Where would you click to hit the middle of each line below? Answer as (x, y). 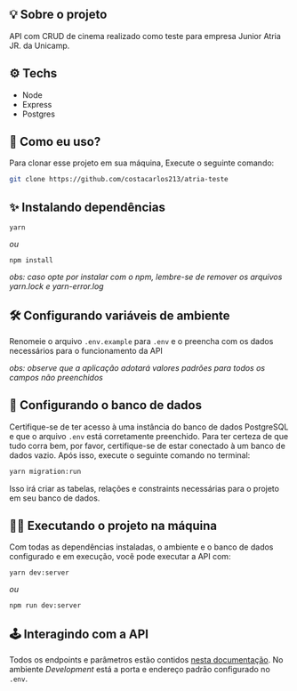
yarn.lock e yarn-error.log (56, 286)
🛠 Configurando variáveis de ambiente (120, 315)
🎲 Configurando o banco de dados (106, 405)
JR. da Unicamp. (40, 45)
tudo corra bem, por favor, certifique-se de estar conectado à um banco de (148, 446)
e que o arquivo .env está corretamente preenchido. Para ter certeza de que (149, 436)
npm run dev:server (45, 606)
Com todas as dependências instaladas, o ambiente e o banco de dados (141, 547)
